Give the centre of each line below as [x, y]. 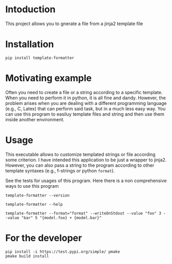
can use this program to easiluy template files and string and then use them [85, 114]
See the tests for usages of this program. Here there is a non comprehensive [86, 181]
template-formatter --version [38, 195]
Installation [30, 44]
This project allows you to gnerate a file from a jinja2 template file [74, 24]
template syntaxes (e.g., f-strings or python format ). [60, 170]
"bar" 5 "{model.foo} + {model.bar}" [61, 218]
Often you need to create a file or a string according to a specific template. [84, 92]
